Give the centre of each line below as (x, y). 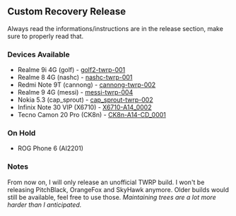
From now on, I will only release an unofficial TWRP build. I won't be (106, 182)
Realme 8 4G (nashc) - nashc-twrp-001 (75, 78)
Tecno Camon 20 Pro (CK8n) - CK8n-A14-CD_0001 (92, 115)
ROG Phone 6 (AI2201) (50, 148)
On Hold (22, 133)
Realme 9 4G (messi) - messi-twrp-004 (75, 92)
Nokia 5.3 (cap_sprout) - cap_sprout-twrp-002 (85, 100)
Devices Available (39, 54)
